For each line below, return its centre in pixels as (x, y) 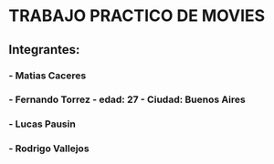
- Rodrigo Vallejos (49, 149)
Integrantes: (44, 50)
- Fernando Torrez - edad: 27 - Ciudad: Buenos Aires (127, 99)
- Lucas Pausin (42, 124)
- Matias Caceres (47, 76)
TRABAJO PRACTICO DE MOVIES (137, 16)
